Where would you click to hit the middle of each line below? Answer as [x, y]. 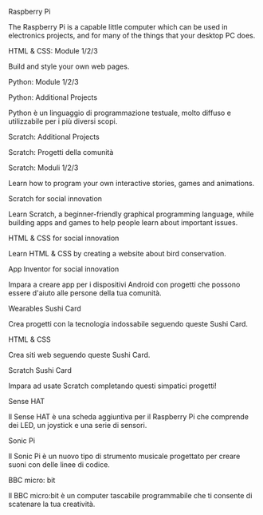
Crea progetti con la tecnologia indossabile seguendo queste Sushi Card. [128, 324]
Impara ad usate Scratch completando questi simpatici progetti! [112, 386]
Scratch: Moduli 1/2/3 [43, 168]
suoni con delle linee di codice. [59, 465]
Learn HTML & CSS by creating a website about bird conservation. [118, 254]
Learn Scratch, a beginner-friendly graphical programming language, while [131, 214]
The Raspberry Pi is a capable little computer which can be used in [118, 27]
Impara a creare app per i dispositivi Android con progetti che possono [124, 284]
